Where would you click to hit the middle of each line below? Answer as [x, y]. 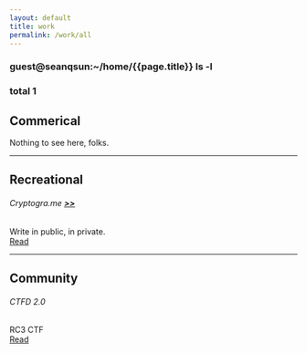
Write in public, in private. [58, 231]
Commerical [45, 121]
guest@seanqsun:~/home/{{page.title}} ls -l [111, 67]
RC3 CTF [26, 330]
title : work [32, 26]
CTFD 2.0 [27, 301]
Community [44, 279]
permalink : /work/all [51, 35]
